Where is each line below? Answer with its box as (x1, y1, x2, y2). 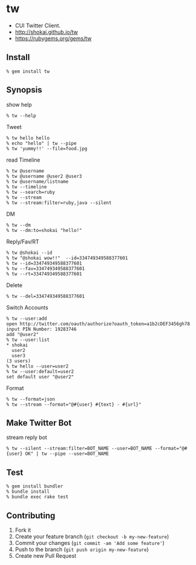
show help (6, 101, 32, 108)
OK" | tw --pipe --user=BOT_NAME (25, 451, 110, 457)
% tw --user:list (6, 337, 50, 343)
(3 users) (6, 358, 31, 364)
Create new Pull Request (14, 552, 77, 559)
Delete (6, 281, 23, 289)
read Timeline (6, 156, 40, 164)
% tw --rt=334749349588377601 (6, 271, 83, 277)
